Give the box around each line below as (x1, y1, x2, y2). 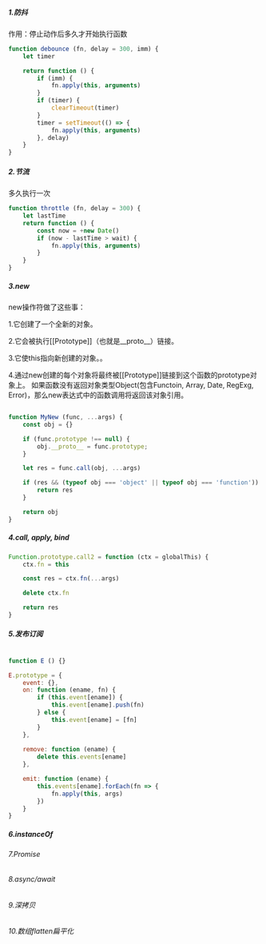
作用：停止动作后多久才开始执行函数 (8, 29, 128, 38)
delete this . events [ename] (37, 753, 127, 761)
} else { (37, 708, 66, 717)
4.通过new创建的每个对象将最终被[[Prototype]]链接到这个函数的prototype (8, 370, 250, 380)
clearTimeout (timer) (50, 104, 120, 112)
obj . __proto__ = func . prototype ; (37, 442, 149, 451)
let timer (22, 52, 56, 60)
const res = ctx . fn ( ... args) (22, 575, 120, 583)
